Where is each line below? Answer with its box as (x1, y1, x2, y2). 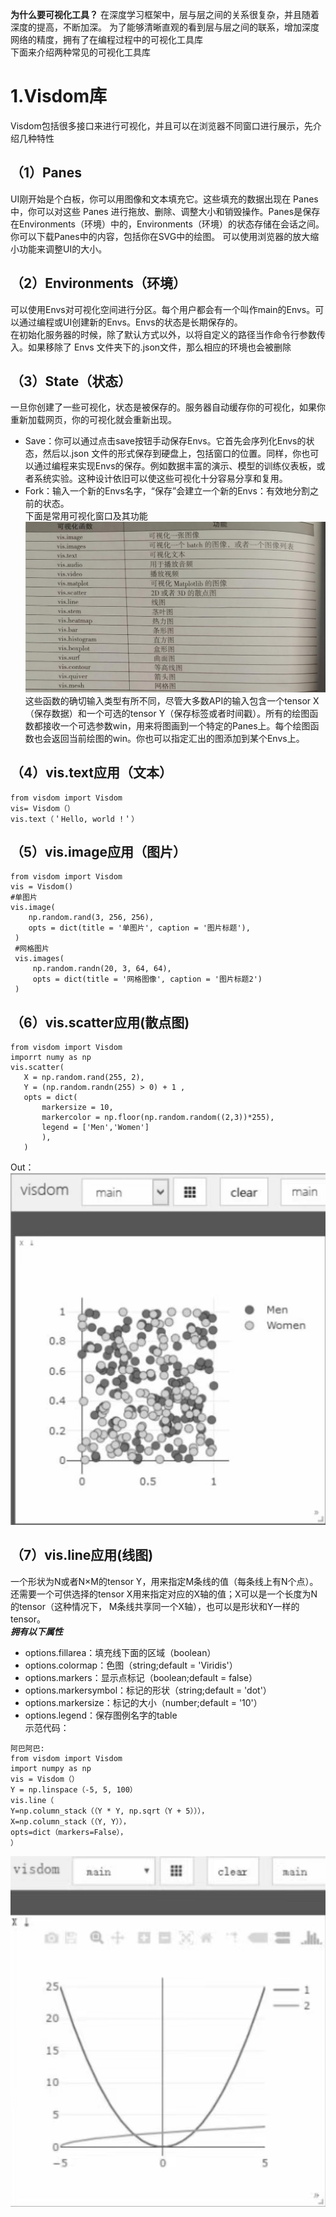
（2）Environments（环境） (10, 275, 187, 292)
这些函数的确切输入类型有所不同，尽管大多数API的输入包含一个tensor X (24, 694, 320, 707)
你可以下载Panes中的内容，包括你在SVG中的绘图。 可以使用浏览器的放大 (10, 230, 311, 242)
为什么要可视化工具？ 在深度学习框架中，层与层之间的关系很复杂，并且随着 (10, 9, 320, 20)
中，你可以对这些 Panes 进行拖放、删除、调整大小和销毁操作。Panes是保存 (10, 205, 321, 217)
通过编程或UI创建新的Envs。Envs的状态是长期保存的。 (18, 316, 243, 328)
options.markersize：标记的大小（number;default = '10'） (24, 1696, 263, 1708)
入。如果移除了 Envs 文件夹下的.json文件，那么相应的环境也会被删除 (10, 341, 292, 353)
